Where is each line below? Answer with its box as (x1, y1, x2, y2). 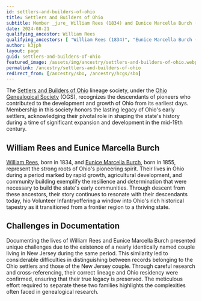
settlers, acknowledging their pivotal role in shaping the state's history (6, 113, 180, 120)
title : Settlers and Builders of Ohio (6, 14, 103, 20)
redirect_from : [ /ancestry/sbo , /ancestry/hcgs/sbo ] (6, 70, 141, 76)
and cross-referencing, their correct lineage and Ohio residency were (6, 268, 179, 276)
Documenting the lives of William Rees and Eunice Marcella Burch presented (6, 237, 196, 244)
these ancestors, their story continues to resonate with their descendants (6, 191, 188, 198)
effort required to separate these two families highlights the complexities (6, 281, 186, 289)
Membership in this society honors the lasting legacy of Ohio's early (6, 106, 176, 113)
